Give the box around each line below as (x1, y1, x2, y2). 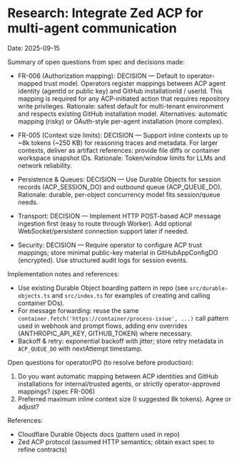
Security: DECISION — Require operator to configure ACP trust (17, 241, 203, 249)
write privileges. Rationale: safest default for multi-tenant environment (17, 101, 224, 110)
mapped (17, 79, 43, 87)
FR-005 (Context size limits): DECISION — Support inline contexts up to (17, 131, 228, 139)
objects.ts (17, 292, 51, 299)
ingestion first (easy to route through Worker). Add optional (17, 219, 193, 228)
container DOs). (17, 299, 65, 307)
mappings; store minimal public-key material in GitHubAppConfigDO (17, 248, 218, 256)
